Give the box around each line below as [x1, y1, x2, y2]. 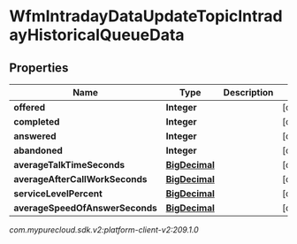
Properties [9, 60, 69, 75]
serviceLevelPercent [13, 187, 103, 200]
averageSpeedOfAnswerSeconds [13, 202, 157, 214]
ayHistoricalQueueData [9, 25, 185, 45]
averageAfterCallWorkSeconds [13, 173, 148, 185]
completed [13, 116, 60, 127]
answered [13, 130, 57, 142]
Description [223, 87, 274, 98]
